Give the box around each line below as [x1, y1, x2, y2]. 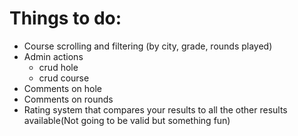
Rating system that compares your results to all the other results [23, 103, 288, 116]
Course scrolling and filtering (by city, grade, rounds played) [23, 40, 273, 52]
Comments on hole [23, 82, 102, 94]
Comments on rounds [23, 93, 114, 105]
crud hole [38, 61, 79, 73]
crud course [38, 72, 90, 84]
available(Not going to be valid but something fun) [23, 114, 231, 126]
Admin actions [23, 50, 84, 62]
